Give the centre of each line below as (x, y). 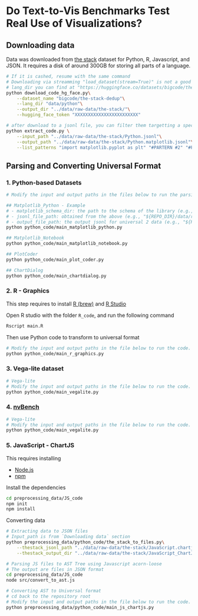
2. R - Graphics (28, 291)
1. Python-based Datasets (44, 182)
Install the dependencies (36, 487)
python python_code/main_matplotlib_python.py (64, 227)
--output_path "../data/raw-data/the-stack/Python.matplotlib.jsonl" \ (105, 142)
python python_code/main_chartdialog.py (57, 276)
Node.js (24, 470)
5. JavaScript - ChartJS (40, 445)
